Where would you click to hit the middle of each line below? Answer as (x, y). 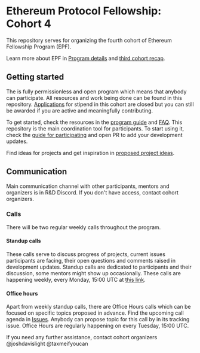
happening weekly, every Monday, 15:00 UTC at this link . (76, 280)
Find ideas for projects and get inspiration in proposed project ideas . (90, 153)
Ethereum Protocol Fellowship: (84, 11)
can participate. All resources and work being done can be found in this (94, 98)
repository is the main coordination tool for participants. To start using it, (95, 128)
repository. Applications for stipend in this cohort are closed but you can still (100, 104)
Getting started (35, 77)
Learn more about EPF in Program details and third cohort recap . (86, 58)
